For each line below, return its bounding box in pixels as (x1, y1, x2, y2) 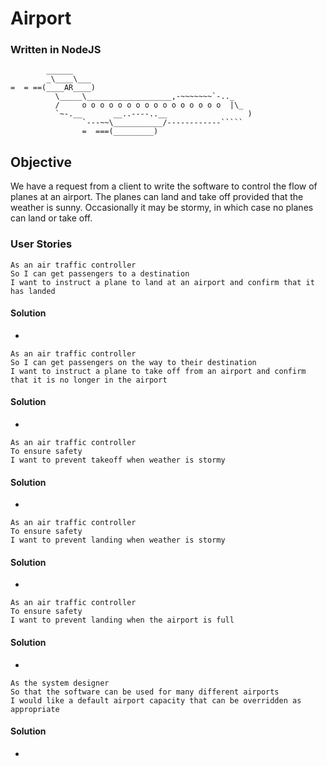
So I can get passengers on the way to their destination (10, 357, 257, 367)
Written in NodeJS (10, 43, 102, 57)
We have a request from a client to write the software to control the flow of (10, 180, 318, 192)
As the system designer (10, 678, 110, 688)
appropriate (10, 704, 60, 714)
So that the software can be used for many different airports (10, 687, 280, 697)
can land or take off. (10, 212, 93, 224)
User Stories (10, 237, 73, 251)
